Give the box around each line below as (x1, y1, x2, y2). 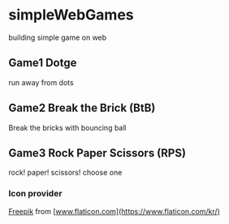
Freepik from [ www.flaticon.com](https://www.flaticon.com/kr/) (8, 206, 221, 216)
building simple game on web (8, 32, 107, 42)
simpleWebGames (8, 6, 134, 24)
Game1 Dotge (8, 56, 77, 70)
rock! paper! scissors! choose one (8, 168, 123, 178)
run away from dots (8, 77, 75, 87)
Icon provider (8, 188, 63, 200)
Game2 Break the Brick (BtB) (8, 101, 156, 115)
